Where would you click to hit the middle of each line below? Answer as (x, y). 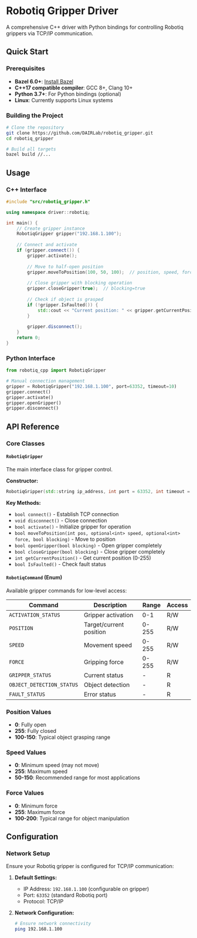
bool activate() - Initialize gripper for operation (73, 527)
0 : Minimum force (36, 806)
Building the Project (35, 115)
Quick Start (27, 52)
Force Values (25, 793)
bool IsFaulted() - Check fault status (60, 564)
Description (110, 605)
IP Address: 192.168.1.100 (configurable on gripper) (86, 889)
